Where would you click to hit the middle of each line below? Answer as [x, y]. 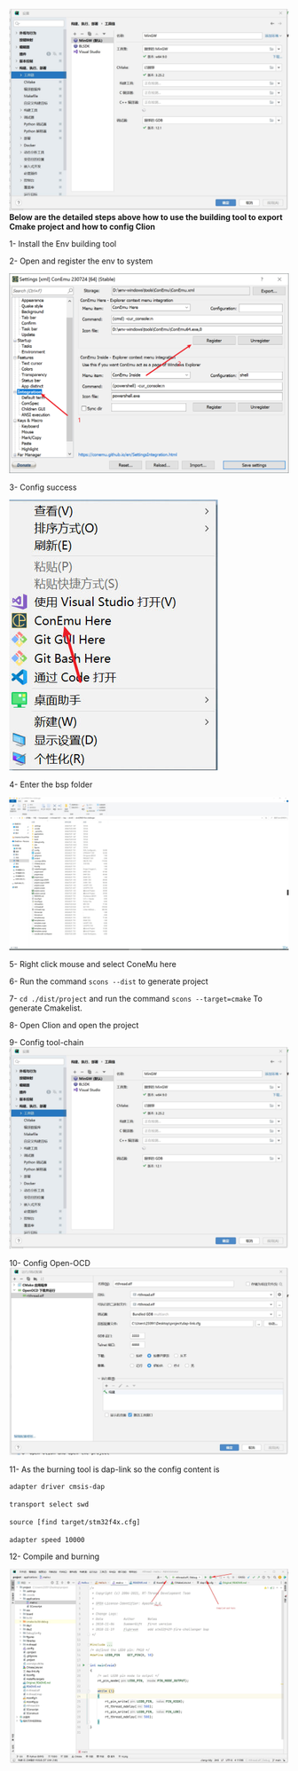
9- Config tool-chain [47, 1042]
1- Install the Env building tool [63, 244]
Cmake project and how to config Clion [82, 227]
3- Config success [43, 487]
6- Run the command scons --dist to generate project [109, 981]
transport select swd [49, 1504]
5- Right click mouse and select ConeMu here [93, 964]
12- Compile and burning [55, 1556]
